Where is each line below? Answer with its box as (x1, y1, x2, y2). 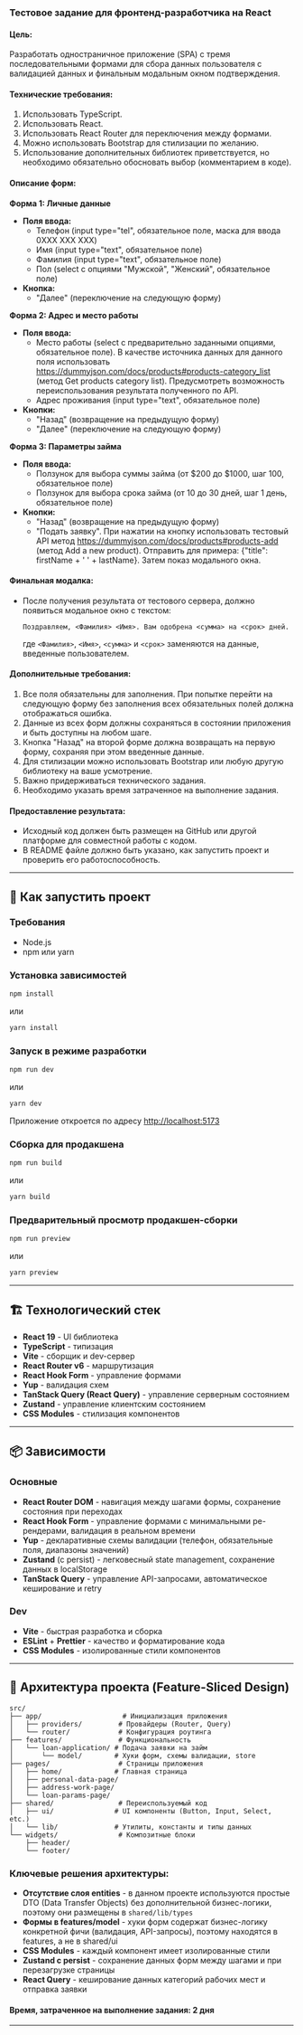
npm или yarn (22, 946, 75, 957)
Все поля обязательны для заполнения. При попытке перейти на (22, 688, 273, 699)
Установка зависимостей (9, 969, 127, 981)
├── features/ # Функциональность (9, 1735, 192, 1745)
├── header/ (25, 1838, 70, 1847)
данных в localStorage (22, 1563, 108, 1575)
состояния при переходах (22, 1506, 124, 1517)
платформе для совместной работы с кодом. (22, 835, 197, 847)
